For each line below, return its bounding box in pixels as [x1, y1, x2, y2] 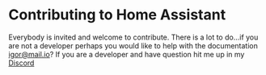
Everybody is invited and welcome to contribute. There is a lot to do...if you [8, 32, 259, 42]
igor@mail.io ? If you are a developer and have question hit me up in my [8, 49, 245, 59]
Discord [8, 58, 35, 68]
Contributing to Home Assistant [8, 6, 226, 24]
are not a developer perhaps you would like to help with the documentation [8, 40, 259, 50]
